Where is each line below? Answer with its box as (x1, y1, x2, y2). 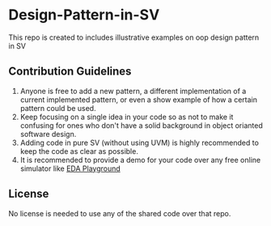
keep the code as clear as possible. (19, 146, 139, 156)
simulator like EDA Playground (19, 164, 121, 173)
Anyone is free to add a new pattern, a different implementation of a (19, 86, 247, 96)
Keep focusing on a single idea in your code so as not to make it (19, 112, 234, 122)
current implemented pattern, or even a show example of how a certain (19, 95, 257, 104)
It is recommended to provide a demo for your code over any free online (19, 155, 261, 164)
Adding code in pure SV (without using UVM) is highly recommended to (19, 138, 259, 147)
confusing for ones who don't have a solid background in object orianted (19, 120, 263, 130)
